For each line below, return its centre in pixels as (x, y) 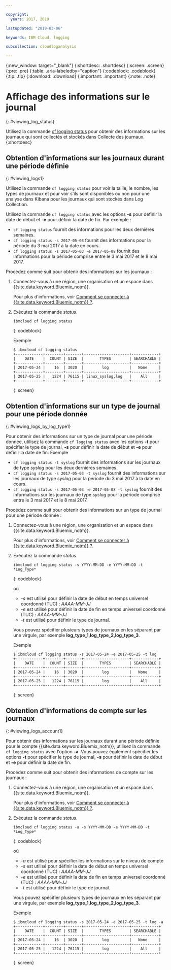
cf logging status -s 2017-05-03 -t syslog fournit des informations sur (89, 473)
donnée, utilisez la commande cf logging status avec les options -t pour (82, 442)
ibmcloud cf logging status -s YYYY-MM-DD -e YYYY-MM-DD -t (78, 565)
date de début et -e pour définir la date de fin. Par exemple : (69, 219)
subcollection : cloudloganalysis (41, 47)
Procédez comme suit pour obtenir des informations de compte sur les (80, 772)
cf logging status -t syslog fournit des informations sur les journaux (87, 462)
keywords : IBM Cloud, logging (38, 38)
